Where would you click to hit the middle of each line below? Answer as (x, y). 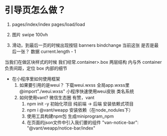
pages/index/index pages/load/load (48, 24)
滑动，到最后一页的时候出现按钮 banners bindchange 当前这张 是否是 (83, 45)
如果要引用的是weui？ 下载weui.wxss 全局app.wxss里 (75, 85)
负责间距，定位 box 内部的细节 (36, 68)
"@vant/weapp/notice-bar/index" (61, 128)
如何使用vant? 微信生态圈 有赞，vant (57, 97)
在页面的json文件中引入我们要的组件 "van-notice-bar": (83, 122)
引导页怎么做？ (35, 10)
